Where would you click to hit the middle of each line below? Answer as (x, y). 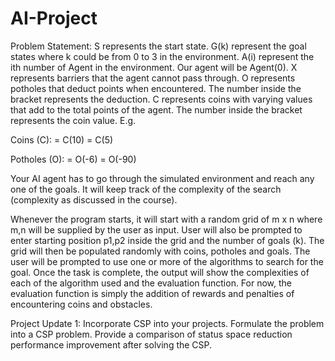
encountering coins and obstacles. (81, 304)
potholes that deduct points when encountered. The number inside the (156, 88)
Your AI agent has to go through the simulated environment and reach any (162, 178)
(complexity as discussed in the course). (94, 199)
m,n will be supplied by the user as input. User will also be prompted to (156, 229)
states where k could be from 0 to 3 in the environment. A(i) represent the (162, 56)
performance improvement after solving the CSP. (111, 344)
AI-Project (54, 18)
